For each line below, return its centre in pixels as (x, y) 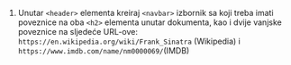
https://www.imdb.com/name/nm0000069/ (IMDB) (104, 51)
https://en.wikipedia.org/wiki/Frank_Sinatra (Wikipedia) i (129, 41)
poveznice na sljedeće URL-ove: (77, 32)
